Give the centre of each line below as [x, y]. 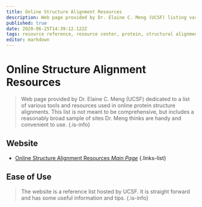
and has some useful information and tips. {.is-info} [85, 198]
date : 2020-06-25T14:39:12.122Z [47, 29]
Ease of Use [29, 177]
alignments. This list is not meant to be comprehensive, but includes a [107, 111]
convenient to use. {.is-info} [56, 125]
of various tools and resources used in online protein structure [98, 105]
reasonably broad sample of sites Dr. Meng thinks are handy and [101, 118]
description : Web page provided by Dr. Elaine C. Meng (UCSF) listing [96, 17]
